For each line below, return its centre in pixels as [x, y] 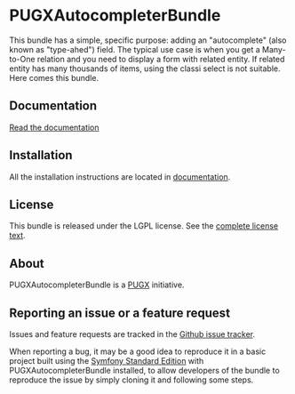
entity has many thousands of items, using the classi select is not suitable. [145, 68]
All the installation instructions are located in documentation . [120, 177]
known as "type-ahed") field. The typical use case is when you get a [135, 49]
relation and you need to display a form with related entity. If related [161, 59]
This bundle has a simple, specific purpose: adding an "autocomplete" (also [148, 40]
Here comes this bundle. [54, 77]
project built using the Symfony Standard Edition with [107, 361]
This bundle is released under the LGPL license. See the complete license [144, 226]
